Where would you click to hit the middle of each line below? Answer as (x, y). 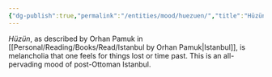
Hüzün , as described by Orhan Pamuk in (76, 38)
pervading (25, 64)
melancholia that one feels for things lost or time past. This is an (115, 55)
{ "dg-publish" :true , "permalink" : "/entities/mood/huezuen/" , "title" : (126, 16)
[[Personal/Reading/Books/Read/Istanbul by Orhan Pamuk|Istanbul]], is (127, 47)
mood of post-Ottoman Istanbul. (98, 64)
